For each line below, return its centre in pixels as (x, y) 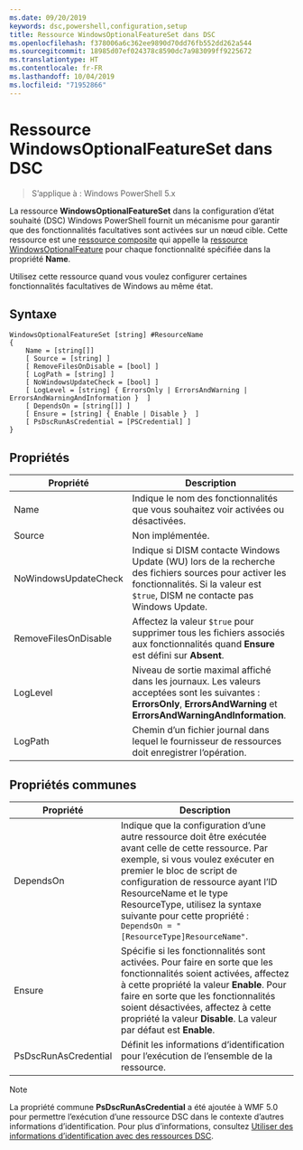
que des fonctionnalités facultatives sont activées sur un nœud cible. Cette (149, 230)
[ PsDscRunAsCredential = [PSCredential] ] (109, 422)
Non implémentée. (171, 536)
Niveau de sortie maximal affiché (202, 670)
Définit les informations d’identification (202, 1045)
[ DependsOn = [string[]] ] (78, 406)
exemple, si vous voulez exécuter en (197, 859)
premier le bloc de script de (179, 871)
